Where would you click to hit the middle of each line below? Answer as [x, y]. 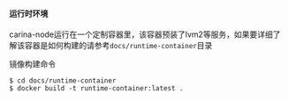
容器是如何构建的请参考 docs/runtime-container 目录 [118, 46]
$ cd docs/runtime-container [63, 81]
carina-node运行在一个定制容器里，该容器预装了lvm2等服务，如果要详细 [141, 34]
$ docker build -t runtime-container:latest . [96, 89]
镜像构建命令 [32, 64]
